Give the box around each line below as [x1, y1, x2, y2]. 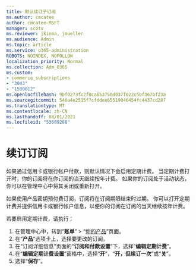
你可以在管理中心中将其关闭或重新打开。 [6, 183, 105, 190]
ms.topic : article [6, 42, 52, 48]
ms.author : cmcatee [6, 14, 55, 20]
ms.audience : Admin [6, 36, 55, 42]
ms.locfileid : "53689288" [6, 120, 70, 125]
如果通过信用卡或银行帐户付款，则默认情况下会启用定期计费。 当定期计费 [6, 168, 185, 175]
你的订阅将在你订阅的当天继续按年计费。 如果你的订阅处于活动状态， [21, 175, 190, 182]
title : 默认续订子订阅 [6, 8, 56, 15]
